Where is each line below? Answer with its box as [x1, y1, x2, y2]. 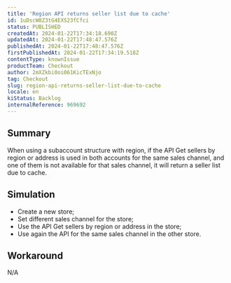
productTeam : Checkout [7, 62, 73, 69]
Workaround [7, 249, 64, 261]
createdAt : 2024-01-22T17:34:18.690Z [7, 29, 118, 37]
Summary [7, 127, 51, 139]
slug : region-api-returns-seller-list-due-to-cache [7, 82, 161, 89]
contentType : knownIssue [7, 56, 80, 63]
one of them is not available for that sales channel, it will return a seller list [7, 160, 220, 169]
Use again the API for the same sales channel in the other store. [17, 229, 202, 238]
